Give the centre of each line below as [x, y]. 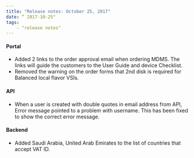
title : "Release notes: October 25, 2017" [58, 11]
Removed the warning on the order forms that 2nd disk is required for [98, 72]
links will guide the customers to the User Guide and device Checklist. [98, 65]
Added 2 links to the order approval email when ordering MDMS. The [97, 59]
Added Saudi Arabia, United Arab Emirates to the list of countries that [98, 143]
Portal [14, 46]
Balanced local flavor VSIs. [47, 78]
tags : [13, 22]
